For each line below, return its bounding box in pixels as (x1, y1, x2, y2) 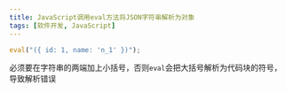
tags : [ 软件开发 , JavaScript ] (9, 21, 115, 30)
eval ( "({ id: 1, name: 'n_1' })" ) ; (9, 45, 141, 54)
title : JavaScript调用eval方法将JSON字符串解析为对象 (9, 12, 195, 22)
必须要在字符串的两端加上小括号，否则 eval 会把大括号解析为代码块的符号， (9, 63, 282, 73)
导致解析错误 (9, 73, 56, 84)
